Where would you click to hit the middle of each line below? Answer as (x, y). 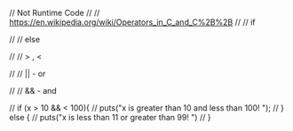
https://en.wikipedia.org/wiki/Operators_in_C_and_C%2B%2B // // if (132, 22)
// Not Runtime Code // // (55, 13)
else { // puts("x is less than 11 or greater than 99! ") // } (110, 117)
